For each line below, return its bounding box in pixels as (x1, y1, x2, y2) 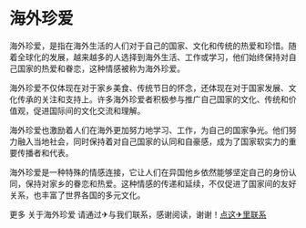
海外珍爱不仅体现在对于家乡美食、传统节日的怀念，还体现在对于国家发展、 (9, 82, 289, 93)
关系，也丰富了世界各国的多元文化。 (9, 189, 146, 201)
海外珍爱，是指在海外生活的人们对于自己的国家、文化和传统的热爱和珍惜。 (9, 40, 289, 51)
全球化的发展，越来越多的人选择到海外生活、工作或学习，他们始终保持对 (16, 51, 289, 62)
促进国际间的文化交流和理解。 (33, 105, 146, 116)
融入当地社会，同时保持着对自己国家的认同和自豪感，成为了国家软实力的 (16, 136, 289, 147)
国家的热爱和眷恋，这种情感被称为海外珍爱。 (16, 63, 185, 74)
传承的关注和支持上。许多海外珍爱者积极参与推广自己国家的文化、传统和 (16, 93, 289, 105)
